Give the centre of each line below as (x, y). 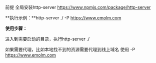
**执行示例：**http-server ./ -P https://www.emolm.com (63, 18)
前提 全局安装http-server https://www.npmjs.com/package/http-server (78, 7)
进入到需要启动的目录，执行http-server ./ (47, 39)
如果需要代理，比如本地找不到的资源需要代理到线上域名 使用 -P (70, 49)
